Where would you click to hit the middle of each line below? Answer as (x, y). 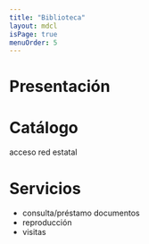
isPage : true (33, 34)
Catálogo (44, 127)
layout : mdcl (33, 26)
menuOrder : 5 (33, 42)
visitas (34, 232)
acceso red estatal (43, 152)
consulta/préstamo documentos (81, 213)
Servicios (46, 188)
